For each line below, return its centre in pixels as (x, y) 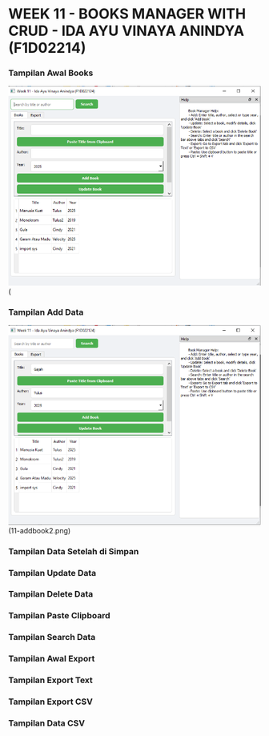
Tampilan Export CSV (51, 702)
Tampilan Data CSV (47, 723)
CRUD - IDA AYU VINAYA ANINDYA (126, 31)
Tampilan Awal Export (52, 659)
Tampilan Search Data (52, 637)
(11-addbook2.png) (40, 530)
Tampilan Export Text (51, 680)
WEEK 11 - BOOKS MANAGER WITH (127, 14)
